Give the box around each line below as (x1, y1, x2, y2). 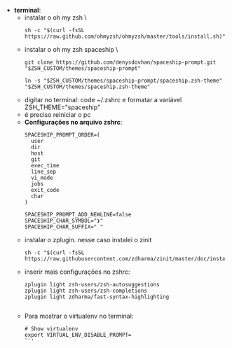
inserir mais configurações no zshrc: (24, 267, 130, 276)
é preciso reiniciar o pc (24, 111, 91, 118)
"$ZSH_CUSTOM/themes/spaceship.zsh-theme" (24, 83, 151, 90)
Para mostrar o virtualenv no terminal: (24, 312, 134, 320)
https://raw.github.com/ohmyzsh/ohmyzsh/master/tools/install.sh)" (24, 33, 226, 40)
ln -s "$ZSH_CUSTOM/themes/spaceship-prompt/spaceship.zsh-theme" (24, 77, 223, 84)
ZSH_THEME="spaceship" (24, 103, 101, 111)
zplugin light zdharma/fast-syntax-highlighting (24, 293, 170, 300)
